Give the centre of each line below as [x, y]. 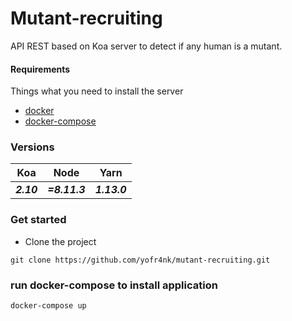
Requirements [40, 69]
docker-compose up [48, 306]
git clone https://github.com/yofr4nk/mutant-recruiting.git [140, 260]
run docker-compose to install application [114, 285]
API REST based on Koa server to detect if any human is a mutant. [146, 46]
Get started [38, 220]
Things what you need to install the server [97, 91]
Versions [32, 147]
